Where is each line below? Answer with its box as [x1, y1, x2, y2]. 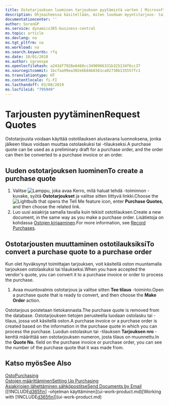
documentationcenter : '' [5, 17, 57, 22]
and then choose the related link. [12, 204, 81, 210]
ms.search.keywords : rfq [5, 49, 57, 54]
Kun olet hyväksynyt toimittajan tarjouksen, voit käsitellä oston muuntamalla [5, 261, 162, 267]
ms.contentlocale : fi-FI [5, 77, 57, 83]
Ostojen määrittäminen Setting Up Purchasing [5, 378, 99, 384]
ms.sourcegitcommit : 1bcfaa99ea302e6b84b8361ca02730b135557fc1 [5, 68, 141, 73]
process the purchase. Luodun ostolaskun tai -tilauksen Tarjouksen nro [5, 329, 154, 335]
